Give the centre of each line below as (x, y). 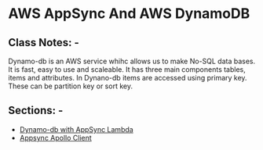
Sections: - (36, 111)
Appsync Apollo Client (55, 137)
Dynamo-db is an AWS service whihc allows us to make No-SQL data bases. (132, 61)
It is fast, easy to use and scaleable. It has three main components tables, (127, 70)
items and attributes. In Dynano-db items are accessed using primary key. (128, 78)
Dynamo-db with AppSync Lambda (76, 129)
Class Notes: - (44, 43)
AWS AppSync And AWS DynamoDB (129, 14)
